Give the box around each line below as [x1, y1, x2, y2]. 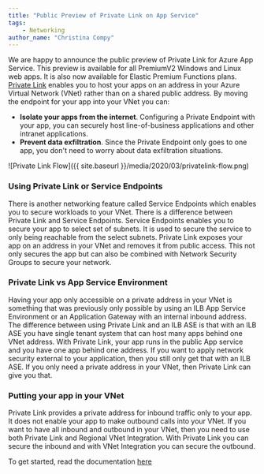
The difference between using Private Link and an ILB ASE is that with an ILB [8, 320, 257, 330]
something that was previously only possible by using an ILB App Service [8, 303, 246, 312]
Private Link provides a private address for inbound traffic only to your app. [8, 408, 252, 418]
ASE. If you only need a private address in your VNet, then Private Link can [8, 362, 251, 371]
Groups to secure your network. [8, 257, 112, 267]
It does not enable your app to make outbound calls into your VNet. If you [8, 416, 247, 426]
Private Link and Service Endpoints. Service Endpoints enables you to [8, 215, 234, 225]
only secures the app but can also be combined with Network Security [8, 249, 237, 259]
